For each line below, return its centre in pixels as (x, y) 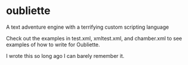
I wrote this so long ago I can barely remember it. (65, 56)
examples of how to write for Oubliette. (53, 45)
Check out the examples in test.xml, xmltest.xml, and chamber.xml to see (94, 38)
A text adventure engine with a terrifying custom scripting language (88, 27)
